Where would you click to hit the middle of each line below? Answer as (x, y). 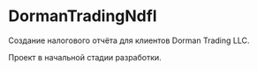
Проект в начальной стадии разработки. (85, 57)
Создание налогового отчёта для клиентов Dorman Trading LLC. (129, 40)
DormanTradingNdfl (83, 16)
